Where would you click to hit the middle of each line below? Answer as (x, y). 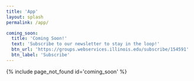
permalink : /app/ (28, 22)
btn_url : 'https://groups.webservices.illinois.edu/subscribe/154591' (100, 50)
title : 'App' (22, 11)
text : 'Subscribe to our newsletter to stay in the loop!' (86, 44)
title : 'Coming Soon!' (39, 39)
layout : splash (25, 17)
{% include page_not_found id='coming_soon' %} (67, 72)
